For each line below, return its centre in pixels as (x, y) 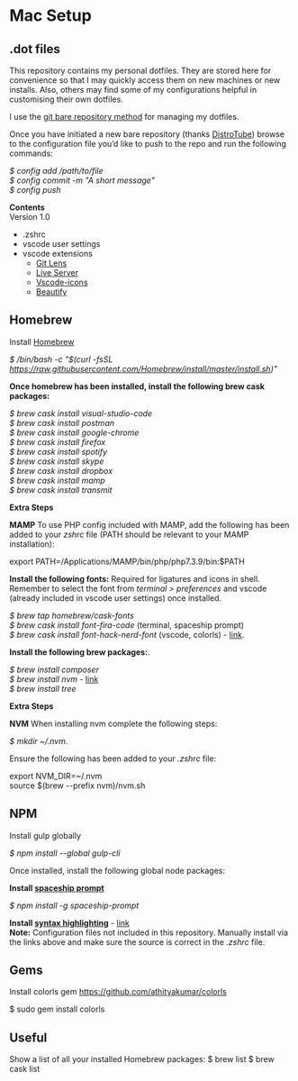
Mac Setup (50, 16)
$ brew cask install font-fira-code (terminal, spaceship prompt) (127, 625)
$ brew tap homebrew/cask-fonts (72, 615)
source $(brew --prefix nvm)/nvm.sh (77, 786)
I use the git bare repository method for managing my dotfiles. (124, 117)
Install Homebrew (42, 341)
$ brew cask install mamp (57, 480)
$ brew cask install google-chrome (74, 432)
